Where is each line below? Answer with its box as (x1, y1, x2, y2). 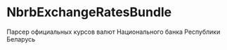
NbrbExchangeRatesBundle (6, 4, 172, 20)
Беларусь (6, 35, 36, 43)
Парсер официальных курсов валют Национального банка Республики (6, 27, 221, 36)
